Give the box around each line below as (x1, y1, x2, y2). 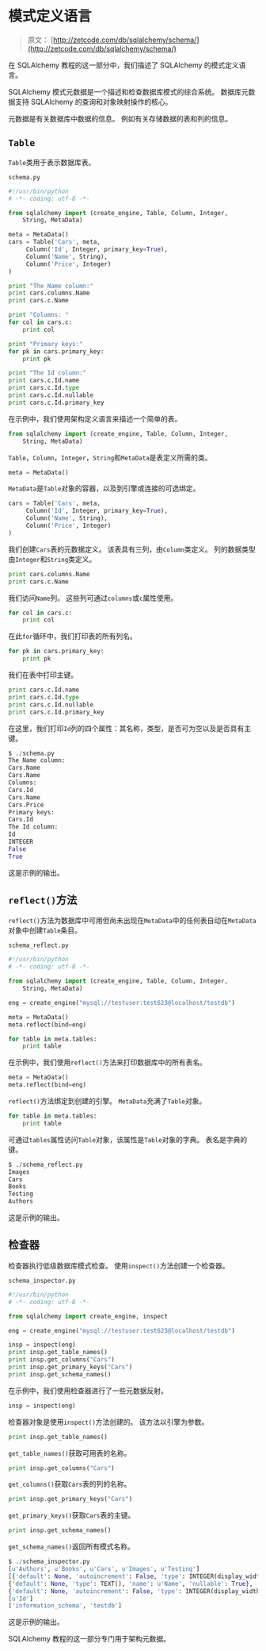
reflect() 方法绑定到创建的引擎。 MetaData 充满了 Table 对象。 (8, 1096, 207, 1106)
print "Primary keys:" (8, 340, 83, 348)
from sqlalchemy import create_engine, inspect (8, 1312, 169, 1320)
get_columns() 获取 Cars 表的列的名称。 (8, 1480, 131, 1489)
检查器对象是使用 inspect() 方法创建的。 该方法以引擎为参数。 (8, 1417, 209, 1426)
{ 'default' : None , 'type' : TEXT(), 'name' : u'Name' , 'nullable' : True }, (8, 1580, 253, 1587)
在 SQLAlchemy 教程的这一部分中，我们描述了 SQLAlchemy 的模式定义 (8, 60, 239, 70)
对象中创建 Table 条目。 (8, 926, 82, 935)
